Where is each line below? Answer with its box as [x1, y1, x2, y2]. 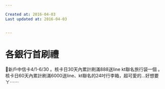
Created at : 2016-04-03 [5, 12, 56, 17]
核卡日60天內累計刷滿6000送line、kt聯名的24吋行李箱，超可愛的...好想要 [5, 73, 159, 79]
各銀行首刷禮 [5, 49, 60, 60]
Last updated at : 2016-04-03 [5, 16, 67, 22]
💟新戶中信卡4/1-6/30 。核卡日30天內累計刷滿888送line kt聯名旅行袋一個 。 [5, 66, 163, 72]
